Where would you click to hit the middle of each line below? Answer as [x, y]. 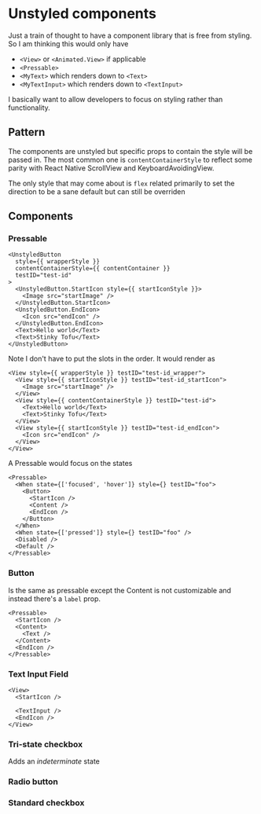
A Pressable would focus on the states [70, 464]
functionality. [29, 108]
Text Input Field [39, 674]
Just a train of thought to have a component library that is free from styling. [130, 35]
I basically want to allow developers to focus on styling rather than [116, 99]
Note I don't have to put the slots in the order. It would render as [112, 359]
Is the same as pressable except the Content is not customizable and [120, 590]
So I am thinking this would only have [68, 43]
